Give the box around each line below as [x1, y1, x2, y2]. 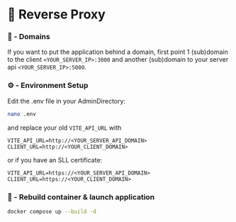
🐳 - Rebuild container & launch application [7, 192, 155, 201]
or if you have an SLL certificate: [7, 155, 103, 164]
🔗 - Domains [7, 32, 51, 42]
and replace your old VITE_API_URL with [7, 123, 122, 132]
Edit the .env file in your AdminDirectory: [7, 96, 126, 105]
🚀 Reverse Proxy [7, 6, 106, 23]
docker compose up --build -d [7, 208, 97, 215]
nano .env [7, 110, 37, 118]
